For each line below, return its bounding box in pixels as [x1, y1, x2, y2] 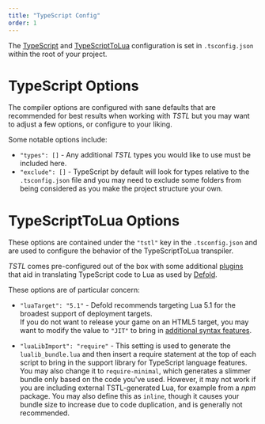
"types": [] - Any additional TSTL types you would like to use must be [19, 150, 252, 160]
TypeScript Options [8, 77, 139, 95]
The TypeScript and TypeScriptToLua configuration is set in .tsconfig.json [8, 40, 254, 50]
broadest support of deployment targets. [19, 309, 153, 319]
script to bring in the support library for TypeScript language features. [19, 358, 248, 368]
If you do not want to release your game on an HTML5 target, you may [19, 317, 249, 327]
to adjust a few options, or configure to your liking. [8, 119, 172, 129]
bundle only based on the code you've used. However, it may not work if [19, 375, 256, 384]
